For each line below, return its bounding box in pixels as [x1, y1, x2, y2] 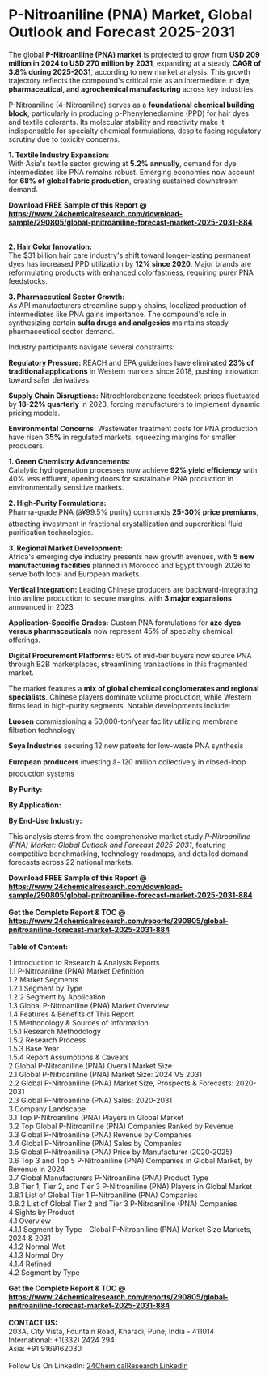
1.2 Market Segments [8, 974, 79, 984]
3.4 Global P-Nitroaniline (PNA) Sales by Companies [8, 1138, 182, 1148]
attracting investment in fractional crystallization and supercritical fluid [8, 519, 243, 529]
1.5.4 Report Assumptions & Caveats [8, 1052, 129, 1062]
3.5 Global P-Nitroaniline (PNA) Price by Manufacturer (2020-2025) [8, 1147, 233, 1157]
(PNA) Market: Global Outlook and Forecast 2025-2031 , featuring [8, 840, 226, 849]
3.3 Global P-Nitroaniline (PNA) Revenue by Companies [8, 1129, 192, 1140]
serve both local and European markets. [8, 569, 141, 579]
